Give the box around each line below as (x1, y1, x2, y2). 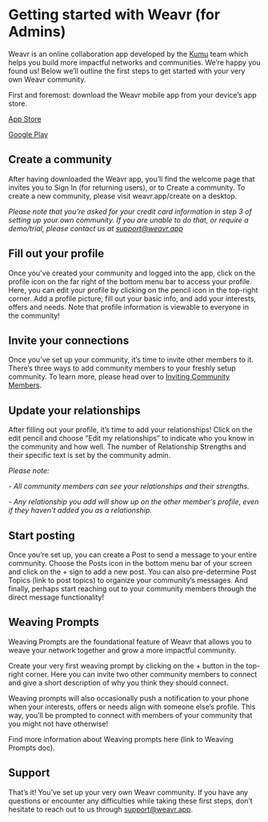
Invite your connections (8, 334, 130, 347)
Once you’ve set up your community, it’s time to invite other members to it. (8, 355, 254, 365)
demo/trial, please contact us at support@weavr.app (8, 223, 184, 233)
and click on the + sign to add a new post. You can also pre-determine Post (8, 567, 257, 576)
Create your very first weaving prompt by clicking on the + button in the (8, 660, 245, 670)
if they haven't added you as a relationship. (8, 506, 152, 515)
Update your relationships (8, 403, 142, 417)
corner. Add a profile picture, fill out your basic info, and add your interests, (8, 294, 257, 303)
